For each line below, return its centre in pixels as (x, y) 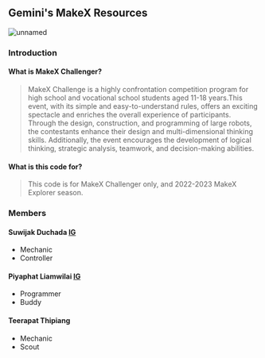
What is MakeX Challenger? (55, 71)
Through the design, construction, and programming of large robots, (140, 123)
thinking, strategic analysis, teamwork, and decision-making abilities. (141, 148)
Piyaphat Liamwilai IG (45, 276)
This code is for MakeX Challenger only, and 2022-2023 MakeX (132, 184)
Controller (36, 258)
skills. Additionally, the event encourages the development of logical (140, 140)
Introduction (33, 52)
